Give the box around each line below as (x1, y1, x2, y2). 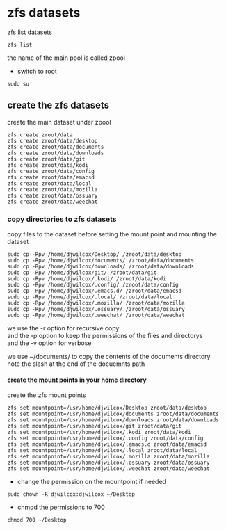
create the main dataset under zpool (7, 118, 111, 126)
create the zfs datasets (7, 99, 110, 111)
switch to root (17, 67, 57, 75)
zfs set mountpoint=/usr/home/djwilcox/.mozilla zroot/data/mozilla (7, 453, 210, 460)
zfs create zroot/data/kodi (7, 161, 89, 168)
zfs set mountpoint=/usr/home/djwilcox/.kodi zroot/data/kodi (7, 429, 191, 436)
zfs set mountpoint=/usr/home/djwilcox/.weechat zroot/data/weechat (7, 465, 210, 472)
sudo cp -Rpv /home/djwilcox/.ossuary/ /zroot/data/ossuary (7, 306, 186, 313)
